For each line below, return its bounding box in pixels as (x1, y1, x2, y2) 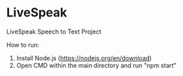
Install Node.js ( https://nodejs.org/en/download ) (16, 53, 152, 62)
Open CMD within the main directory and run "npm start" (16, 61, 177, 69)
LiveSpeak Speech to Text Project (6, 27, 102, 36)
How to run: (6, 40, 40, 49)
